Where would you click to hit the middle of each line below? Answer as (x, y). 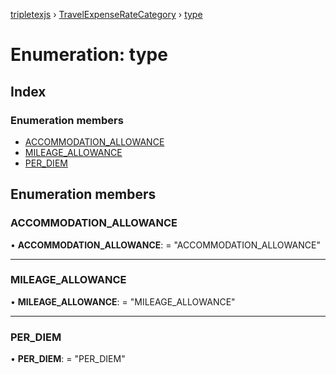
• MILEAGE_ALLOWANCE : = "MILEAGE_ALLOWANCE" (123, 301)
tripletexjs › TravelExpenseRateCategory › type (106, 14)
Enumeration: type (89, 55)
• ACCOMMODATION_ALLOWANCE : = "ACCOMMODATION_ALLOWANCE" (165, 245)
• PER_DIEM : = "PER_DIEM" (68, 359)
